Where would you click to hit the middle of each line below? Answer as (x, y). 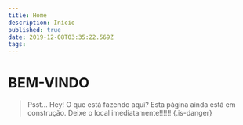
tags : (17, 45)
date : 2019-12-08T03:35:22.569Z (61, 37)
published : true (34, 30)
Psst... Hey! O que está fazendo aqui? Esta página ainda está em (131, 105)
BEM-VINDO (49, 83)
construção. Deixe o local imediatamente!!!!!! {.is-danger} (120, 113)
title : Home (27, 15)
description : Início (42, 23)
